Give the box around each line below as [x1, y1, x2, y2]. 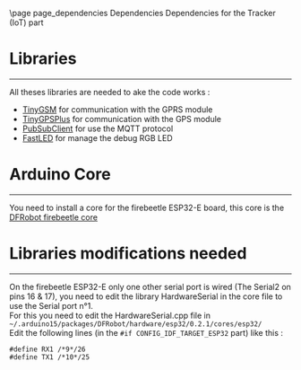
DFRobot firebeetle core [9, 211, 99, 223]
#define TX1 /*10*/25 [9, 352, 90, 362]
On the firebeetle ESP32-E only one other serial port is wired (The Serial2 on [9, 281, 291, 292]
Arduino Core [9, 164, 111, 185]
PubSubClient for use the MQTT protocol [21, 123, 174, 134]
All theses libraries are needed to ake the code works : [9, 86, 211, 97]
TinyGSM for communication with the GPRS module [21, 103, 213, 115]
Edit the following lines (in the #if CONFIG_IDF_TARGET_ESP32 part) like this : [9, 327, 284, 338]
